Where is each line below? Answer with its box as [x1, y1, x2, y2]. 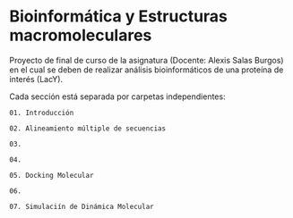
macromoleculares [9, 25, 152, 46]
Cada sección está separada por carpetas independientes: [9, 91, 226, 102]
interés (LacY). [9, 73, 64, 84]
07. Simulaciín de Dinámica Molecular [9, 202, 154, 211]
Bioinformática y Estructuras [9, 6, 228, 27]
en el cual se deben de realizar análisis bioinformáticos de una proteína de [9, 64, 284, 75]
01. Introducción [9, 108, 74, 117]
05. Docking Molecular [9, 171, 94, 180]
